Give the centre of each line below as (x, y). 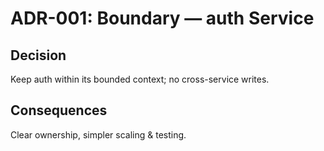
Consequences (59, 110)
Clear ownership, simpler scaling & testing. (98, 134)
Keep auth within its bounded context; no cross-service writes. (140, 79)
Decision (38, 55)
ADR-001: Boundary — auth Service (162, 18)
